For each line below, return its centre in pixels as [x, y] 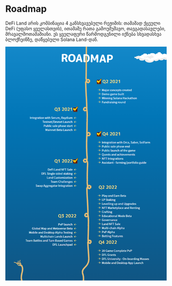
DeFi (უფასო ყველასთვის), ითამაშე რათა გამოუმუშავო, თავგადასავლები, [85, 28]
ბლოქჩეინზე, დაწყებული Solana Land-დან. [52, 39]
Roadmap [26, 9]
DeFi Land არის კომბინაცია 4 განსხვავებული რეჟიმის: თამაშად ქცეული [83, 23]
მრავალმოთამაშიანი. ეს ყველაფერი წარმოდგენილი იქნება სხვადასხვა [83, 34]
